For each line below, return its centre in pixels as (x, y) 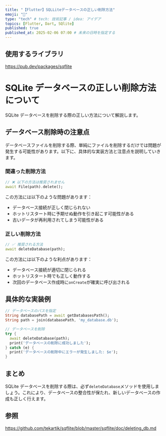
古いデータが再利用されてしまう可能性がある (58, 220)
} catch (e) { (20, 348)
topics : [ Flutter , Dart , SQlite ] (40, 24)
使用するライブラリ (34, 54)
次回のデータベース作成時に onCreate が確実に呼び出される (71, 282)
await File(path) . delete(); (34, 187)
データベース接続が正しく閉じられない (51, 207)
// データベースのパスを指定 (30, 311)
